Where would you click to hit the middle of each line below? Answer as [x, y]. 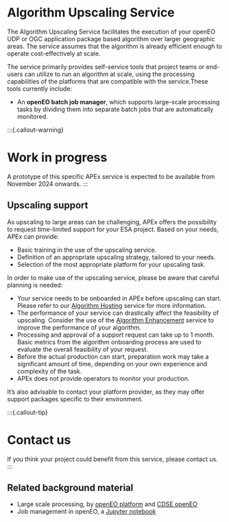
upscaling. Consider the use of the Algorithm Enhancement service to [116, 320]
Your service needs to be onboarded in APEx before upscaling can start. [119, 298]
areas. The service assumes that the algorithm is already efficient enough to [115, 46]
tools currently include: [40, 88]
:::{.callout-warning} [35, 130]
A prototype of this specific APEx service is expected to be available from [111, 176]
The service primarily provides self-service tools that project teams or [106, 67]
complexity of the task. [49, 371]
